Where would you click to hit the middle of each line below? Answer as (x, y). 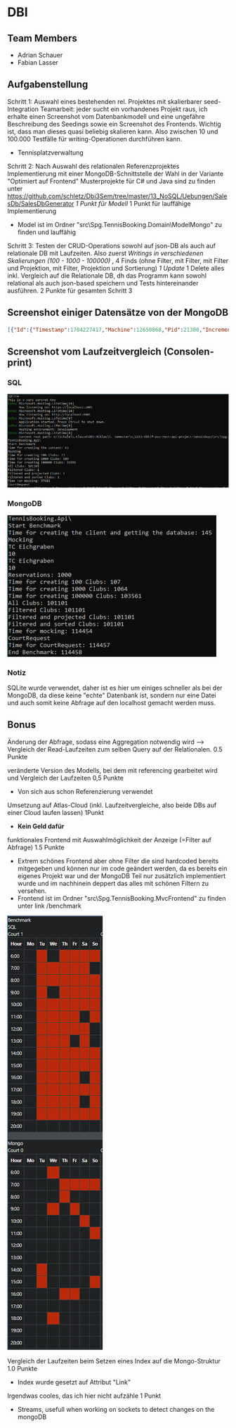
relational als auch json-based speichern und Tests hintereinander (103, 283)
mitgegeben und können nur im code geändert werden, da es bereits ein (122, 868)
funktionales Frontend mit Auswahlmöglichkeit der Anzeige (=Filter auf (110, 840)
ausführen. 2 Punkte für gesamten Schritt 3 (70, 290)
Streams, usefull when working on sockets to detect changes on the (116, 1409)
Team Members (42, 38)
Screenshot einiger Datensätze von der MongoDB (118, 313)
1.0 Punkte (22, 1368)
